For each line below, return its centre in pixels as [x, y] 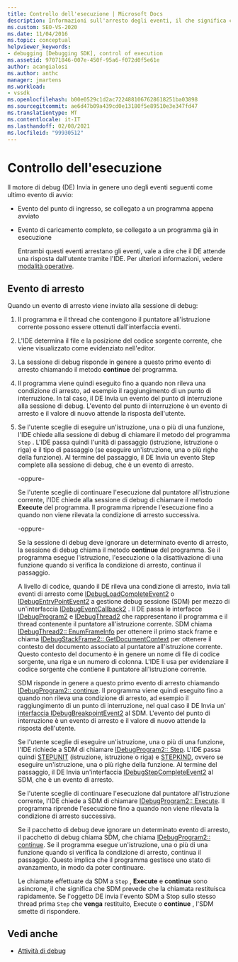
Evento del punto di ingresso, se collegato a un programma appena [115, 209]
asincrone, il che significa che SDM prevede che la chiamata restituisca [122, 889]
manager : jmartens [34, 80]
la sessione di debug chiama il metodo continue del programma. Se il [119, 550]
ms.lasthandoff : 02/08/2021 [49, 126]
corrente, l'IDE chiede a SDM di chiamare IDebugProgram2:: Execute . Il [121, 801]
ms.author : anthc [33, 73]
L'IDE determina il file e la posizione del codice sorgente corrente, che [120, 341]
